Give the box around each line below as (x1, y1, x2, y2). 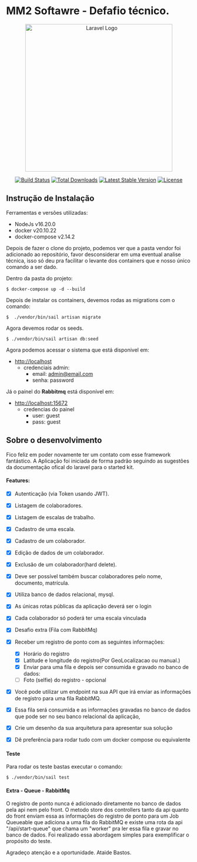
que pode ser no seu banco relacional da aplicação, (14, 713, 141, 720)
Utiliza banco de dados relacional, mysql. (14, 591, 115, 598)
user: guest (32, 412, 60, 419)
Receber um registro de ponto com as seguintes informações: (14, 638, 165, 645)
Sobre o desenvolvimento (6, 435, 102, 445)
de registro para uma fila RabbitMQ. (14, 694, 101, 702)
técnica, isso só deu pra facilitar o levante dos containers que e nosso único (6, 257, 191, 264)
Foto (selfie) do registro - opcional (23, 676, 107, 683)
